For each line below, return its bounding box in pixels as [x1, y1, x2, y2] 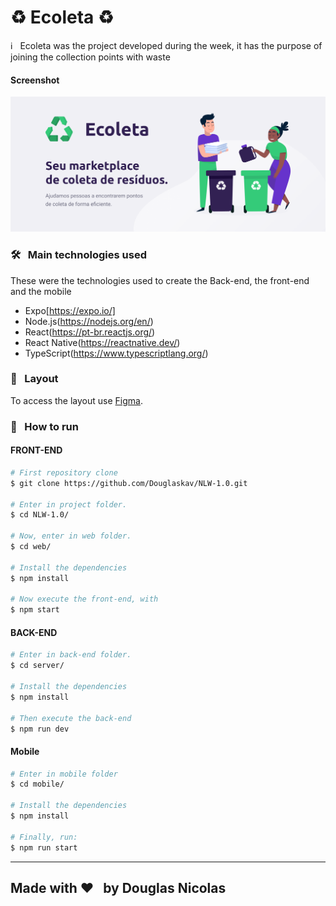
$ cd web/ [10, 542, 52, 552]
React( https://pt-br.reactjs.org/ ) [24, 326, 156, 338]
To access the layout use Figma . [10, 394, 143, 406]
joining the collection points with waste [10, 51, 171, 63]
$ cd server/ [10, 661, 65, 671]
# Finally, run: [10, 832, 78, 842]
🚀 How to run [10, 419, 79, 433]
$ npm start [10, 605, 60, 615]
